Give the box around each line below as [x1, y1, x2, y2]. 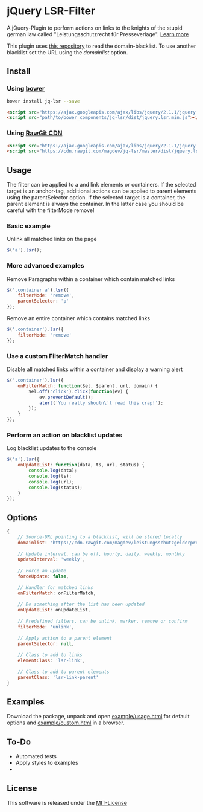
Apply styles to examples [15, 759, 78, 767]
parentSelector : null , [17, 640, 75, 647]
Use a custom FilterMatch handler [7, 352, 108, 360]
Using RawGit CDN [7, 129, 63, 137]
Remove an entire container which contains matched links [7, 315, 151, 322]
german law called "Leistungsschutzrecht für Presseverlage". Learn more [7, 30, 189, 37]
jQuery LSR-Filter [7, 4, 96, 18]
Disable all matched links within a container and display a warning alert [7, 366, 183, 373]
